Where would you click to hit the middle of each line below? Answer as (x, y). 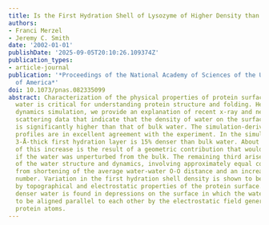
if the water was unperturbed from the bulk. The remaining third (128, 156)
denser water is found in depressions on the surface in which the (130, 193)
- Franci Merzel (35, 30)
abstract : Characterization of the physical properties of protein (123, 97)
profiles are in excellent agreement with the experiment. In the (128, 134)
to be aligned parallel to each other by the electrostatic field (128, 201)
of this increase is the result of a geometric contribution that (128, 149)
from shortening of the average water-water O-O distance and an (127, 172)
